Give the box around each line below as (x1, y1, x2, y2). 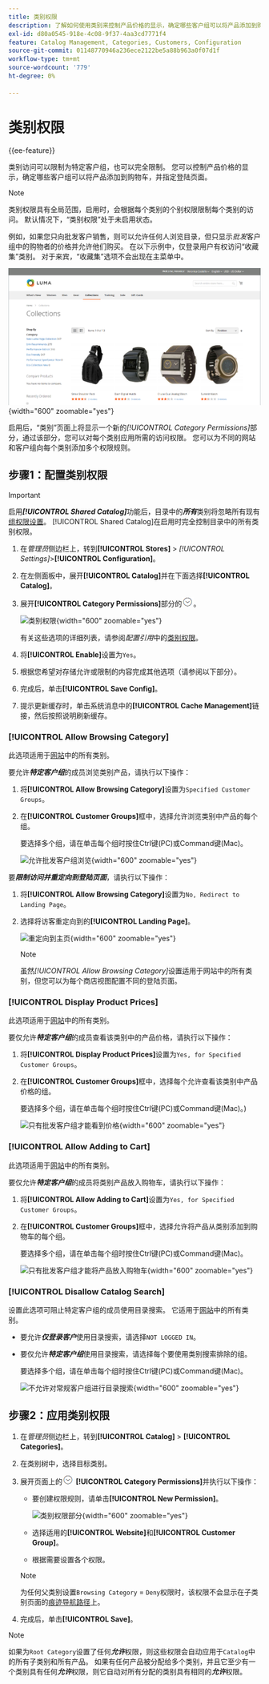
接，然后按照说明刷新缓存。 (19, 711, 112, 720)
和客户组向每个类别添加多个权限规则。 (8, 443, 134, 452)
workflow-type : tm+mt (8, 55, 81, 63)
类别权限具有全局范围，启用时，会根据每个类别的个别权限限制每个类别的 (8, 204, 247, 214)
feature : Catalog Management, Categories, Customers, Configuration (8, 38, 242, 46)
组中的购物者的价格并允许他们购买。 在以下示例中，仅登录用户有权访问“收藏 (8, 241, 259, 251)
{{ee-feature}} (8, 145, 56, 155)
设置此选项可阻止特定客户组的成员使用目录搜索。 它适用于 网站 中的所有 (8, 1305, 242, 1314)
